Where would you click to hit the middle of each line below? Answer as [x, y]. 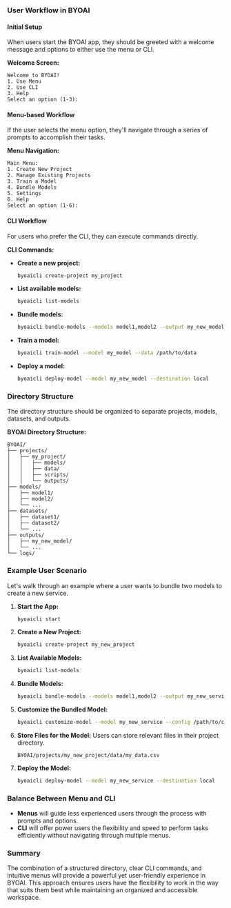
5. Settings [24, 194]
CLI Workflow [27, 221]
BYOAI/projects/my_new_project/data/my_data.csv [88, 755]
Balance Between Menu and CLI [61, 798]
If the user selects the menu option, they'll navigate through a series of [108, 130]
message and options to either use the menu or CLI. [81, 50]
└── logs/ [21, 554]
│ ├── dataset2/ [33, 523]
